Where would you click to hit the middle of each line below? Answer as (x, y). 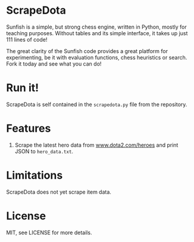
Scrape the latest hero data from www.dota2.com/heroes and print (96, 145)
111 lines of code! (27, 39)
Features (29, 128)
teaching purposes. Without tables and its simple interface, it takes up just (97, 33)
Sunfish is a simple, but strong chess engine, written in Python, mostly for (96, 27)
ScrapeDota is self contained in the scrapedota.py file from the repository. (97, 104)
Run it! (23, 88)
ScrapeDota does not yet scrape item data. (59, 192)
